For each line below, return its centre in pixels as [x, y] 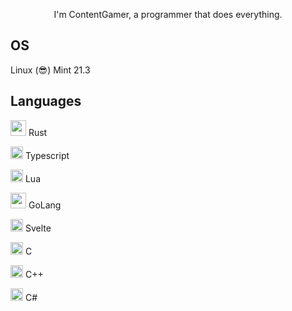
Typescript [47, 155]
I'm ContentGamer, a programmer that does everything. [168, 14]
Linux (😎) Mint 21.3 [50, 70]
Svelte [38, 228]
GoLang [45, 205]
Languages [46, 101]
